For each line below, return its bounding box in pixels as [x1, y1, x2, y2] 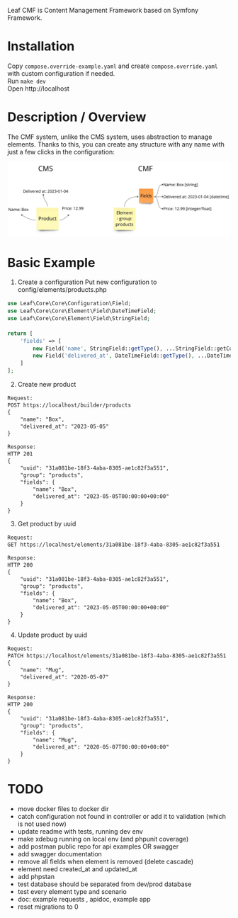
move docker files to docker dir [17, 804, 109, 813]
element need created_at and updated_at [17, 864, 137, 873]
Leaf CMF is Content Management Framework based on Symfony [7, 6, 199, 14]
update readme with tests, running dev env [17, 827, 143, 835]
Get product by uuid [17, 520, 76, 528]
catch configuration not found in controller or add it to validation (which [17, 812, 227, 820]
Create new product [17, 380, 76, 389]
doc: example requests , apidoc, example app [17, 895, 151, 903]
